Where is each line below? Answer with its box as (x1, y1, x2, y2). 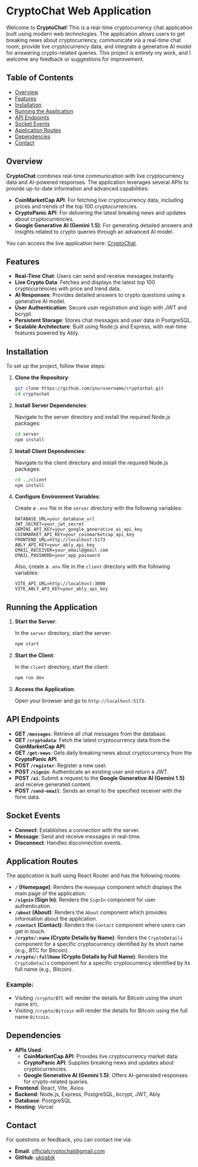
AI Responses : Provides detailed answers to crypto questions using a (14, 292, 185, 299)
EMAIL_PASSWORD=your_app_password (14, 552, 100, 559)
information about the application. (14, 915, 98, 922)
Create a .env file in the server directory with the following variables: (14, 505, 183, 512)
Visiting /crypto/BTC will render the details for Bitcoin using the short (14, 994, 183, 1001)
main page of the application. (14, 890, 87, 897)
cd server (14, 431, 40, 437)
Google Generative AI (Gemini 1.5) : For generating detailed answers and (14, 221, 193, 229)
